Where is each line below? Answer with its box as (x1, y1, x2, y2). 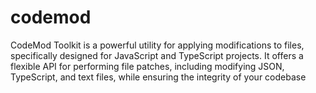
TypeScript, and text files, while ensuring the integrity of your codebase (10, 71, 307, 83)
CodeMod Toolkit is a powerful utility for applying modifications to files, (10, 39, 305, 51)
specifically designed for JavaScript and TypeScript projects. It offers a (10, 49, 304, 61)
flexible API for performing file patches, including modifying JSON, (10, 60, 285, 72)
